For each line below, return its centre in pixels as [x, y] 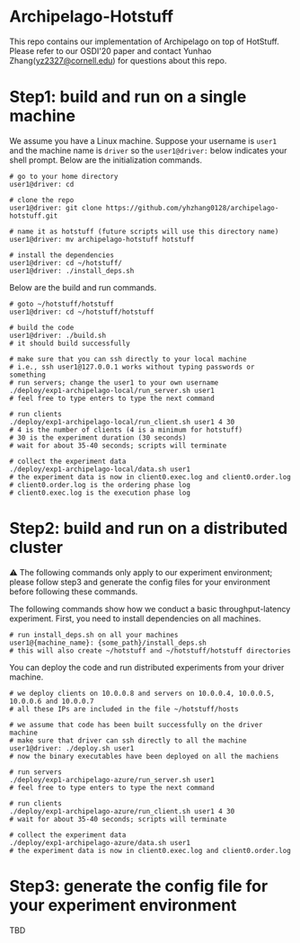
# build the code [42, 327]
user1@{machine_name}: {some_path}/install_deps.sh [108, 643]
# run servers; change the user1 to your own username [114, 383]
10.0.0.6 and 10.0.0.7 [52, 701]
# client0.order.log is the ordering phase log [100, 485]
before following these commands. [74, 592]
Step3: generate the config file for [139, 886]
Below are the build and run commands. [83, 287]
